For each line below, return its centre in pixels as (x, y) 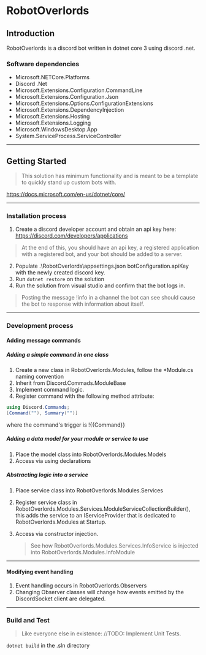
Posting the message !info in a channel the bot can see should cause (108, 298)
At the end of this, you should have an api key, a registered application (110, 248)
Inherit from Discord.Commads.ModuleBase (71, 383)
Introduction (31, 33)
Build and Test (28, 620)
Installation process (36, 216)
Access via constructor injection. (57, 533)
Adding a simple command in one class (58, 354)
